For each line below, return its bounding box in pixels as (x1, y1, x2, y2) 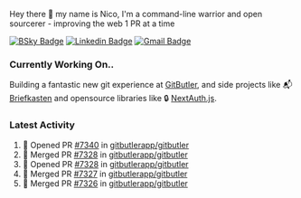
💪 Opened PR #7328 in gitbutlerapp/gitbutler (22, 158, 189, 169)
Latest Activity (9, 118, 75, 131)
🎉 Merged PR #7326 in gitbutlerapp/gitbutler (22, 177, 188, 189)
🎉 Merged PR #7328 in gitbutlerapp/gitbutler (22, 149, 188, 160)
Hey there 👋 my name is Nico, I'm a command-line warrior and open (9, 9, 263, 19)
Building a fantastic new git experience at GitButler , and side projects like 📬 (9, 80, 293, 90)
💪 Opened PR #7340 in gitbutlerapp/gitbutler (22, 139, 190, 150)
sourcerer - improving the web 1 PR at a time (9, 18, 175, 29)
